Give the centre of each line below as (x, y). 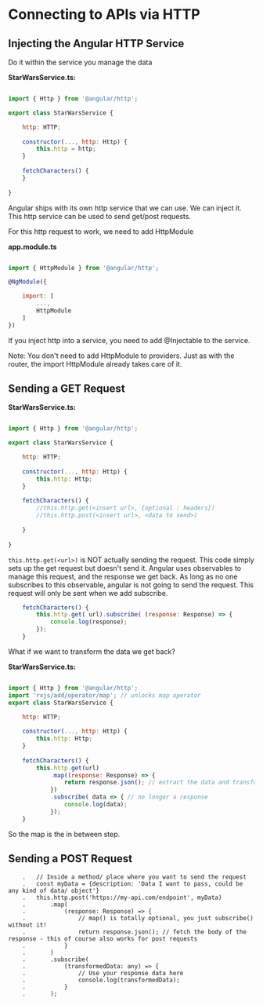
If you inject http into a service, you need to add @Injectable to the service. (129, 340)
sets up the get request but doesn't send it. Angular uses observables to (124, 568)
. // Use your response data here (103, 973)
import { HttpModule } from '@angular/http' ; (83, 268)
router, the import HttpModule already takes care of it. (95, 364)
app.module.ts (32, 247)
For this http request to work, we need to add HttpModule (101, 231)
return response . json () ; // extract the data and (146, 783)
